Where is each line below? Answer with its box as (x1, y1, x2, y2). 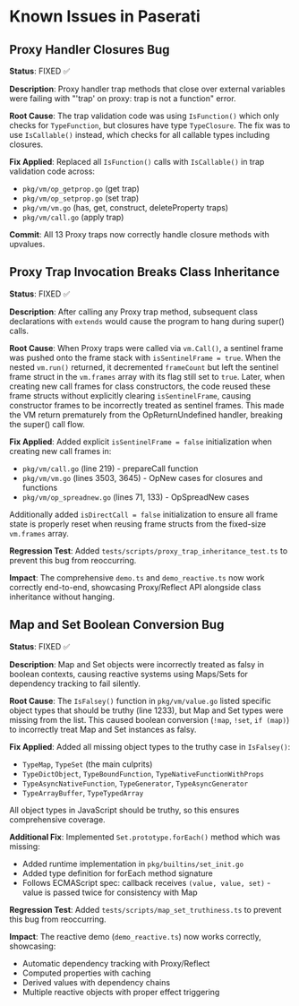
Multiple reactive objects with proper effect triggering (21, 986, 220, 997)
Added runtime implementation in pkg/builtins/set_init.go (21, 858, 244, 869)
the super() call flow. (9, 418, 85, 429)
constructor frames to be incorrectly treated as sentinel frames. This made (9, 400, 285, 410)
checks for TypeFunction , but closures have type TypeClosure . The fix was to (9, 120, 291, 131)
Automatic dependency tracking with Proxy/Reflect (21, 958, 210, 968)
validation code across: (9, 166, 96, 176)
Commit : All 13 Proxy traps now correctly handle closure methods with (9, 229, 270, 239)
